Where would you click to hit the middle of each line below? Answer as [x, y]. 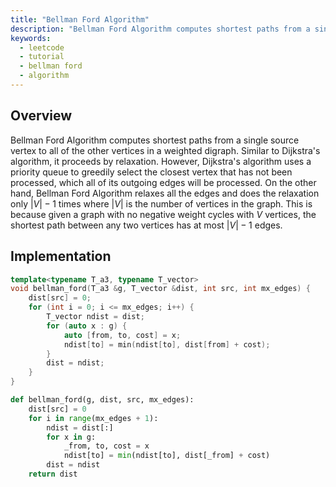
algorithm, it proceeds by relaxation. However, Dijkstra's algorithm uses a [161, 161]
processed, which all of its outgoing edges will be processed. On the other [163, 182]
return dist [53, 474]
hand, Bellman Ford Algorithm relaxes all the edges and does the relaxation [165, 193]
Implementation [61, 256]
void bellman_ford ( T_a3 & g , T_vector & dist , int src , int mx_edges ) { [160, 289]
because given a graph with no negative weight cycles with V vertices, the [163, 214]
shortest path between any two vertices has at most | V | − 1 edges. [146, 225]
